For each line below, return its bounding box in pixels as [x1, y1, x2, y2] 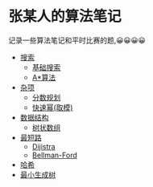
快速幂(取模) [31, 102, 73, 112]
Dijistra [31, 141, 56, 151]
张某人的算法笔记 [8, 7, 122, 26]
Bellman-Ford [31, 150, 78, 160]
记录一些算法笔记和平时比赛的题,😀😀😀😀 [8, 35, 147, 45]
